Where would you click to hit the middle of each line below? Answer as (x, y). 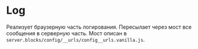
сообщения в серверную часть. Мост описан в (67, 33)
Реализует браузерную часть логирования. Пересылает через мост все (99, 27)
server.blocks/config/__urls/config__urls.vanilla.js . (76, 39)
